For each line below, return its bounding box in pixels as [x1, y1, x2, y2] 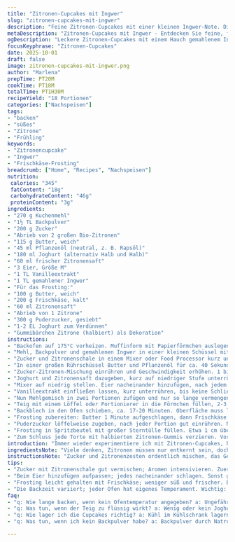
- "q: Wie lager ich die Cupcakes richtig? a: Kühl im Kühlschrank [7, 512, 208, 519]
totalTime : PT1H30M [7, 88, 64, 95]
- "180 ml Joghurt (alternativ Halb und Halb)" [7, 251, 149, 258]
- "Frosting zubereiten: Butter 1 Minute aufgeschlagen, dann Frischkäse [7, 414, 227, 421]
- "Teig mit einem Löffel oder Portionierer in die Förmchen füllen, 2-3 [7, 401, 227, 408]
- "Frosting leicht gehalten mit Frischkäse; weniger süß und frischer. [7, 479, 224, 486]
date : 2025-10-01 [7, 50, 58, 57]
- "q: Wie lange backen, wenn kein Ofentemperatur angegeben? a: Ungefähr [7, 499, 230, 506]
